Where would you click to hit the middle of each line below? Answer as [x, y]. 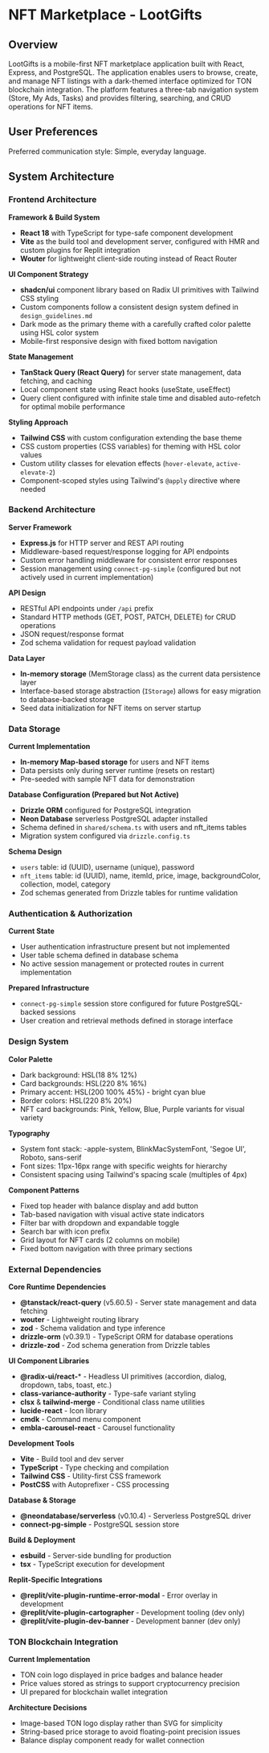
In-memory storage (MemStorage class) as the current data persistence [140, 673]
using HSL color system [59, 333]
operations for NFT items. [51, 107]
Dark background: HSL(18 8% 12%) [79, 1075]
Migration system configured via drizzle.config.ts [105, 836]
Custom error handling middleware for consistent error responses [128, 560]
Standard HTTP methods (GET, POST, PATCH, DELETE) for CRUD [128, 617]
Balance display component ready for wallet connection [112, 1740]
